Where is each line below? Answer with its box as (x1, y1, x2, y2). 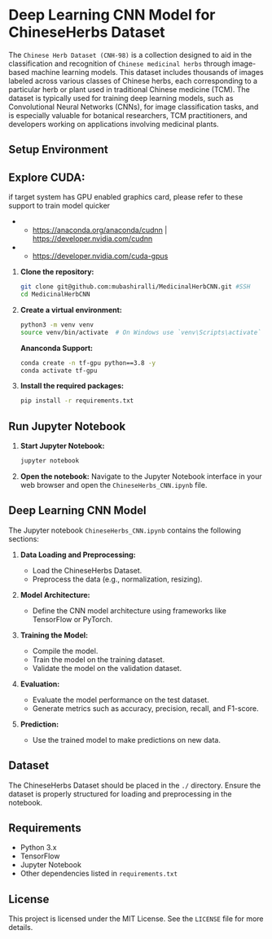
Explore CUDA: (8, 170, 86, 184)
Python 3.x (20, 843, 57, 853)
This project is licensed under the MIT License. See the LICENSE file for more (8, 914, 264, 924)
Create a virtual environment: (20, 305, 122, 314)
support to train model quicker (8, 201, 111, 211)
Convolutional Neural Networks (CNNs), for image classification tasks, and (8, 102, 259, 112)
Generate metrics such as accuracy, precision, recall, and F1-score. (32, 703, 259, 713)
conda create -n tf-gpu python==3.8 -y (20, 358, 156, 367)
